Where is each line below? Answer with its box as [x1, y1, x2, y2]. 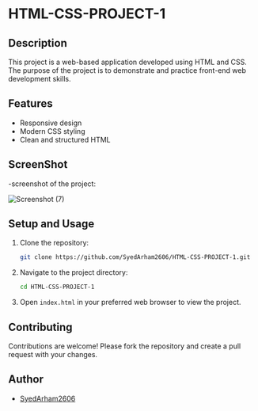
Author [8, 373, 44, 386]
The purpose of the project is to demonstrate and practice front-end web [8, 66, 247, 75]
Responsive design [19, 118, 82, 127]
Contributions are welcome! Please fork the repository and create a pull [8, 341, 241, 351]
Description [8, 36, 67, 50]
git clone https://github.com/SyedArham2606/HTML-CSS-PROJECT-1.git [19, 253, 251, 261]
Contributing [8, 320, 73, 333]
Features [8, 97, 53, 111]
